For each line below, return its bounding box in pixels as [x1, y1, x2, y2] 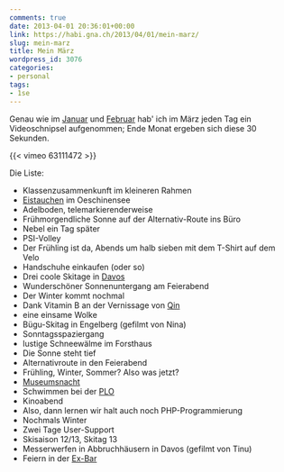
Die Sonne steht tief [22, 348, 96, 359]
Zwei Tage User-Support [22, 424, 115, 435]
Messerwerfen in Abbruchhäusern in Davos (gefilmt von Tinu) [22, 443, 252, 454]
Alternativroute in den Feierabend [22, 357, 148, 368]
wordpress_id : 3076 [9, 55, 83, 64]
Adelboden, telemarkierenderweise [22, 204, 153, 214]
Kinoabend [22, 395, 64, 406]
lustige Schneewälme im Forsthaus [22, 338, 152, 349]
